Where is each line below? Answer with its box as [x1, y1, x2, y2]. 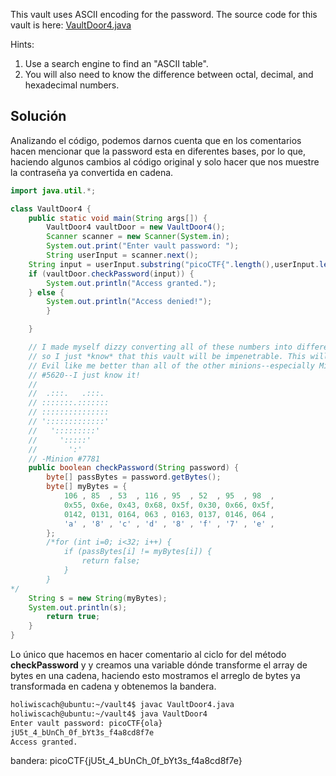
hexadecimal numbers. [24, 79, 120, 91]
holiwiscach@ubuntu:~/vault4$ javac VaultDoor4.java [10, 700, 235, 710]
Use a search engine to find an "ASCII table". [24, 58, 209, 69]
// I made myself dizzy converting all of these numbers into [28, 342, 293, 353]
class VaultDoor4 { [10, 204, 92, 214]
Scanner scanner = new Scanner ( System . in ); [46, 232, 230, 242]
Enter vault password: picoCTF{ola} [10, 718, 163, 728]
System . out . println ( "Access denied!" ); [46, 297, 213, 307]
